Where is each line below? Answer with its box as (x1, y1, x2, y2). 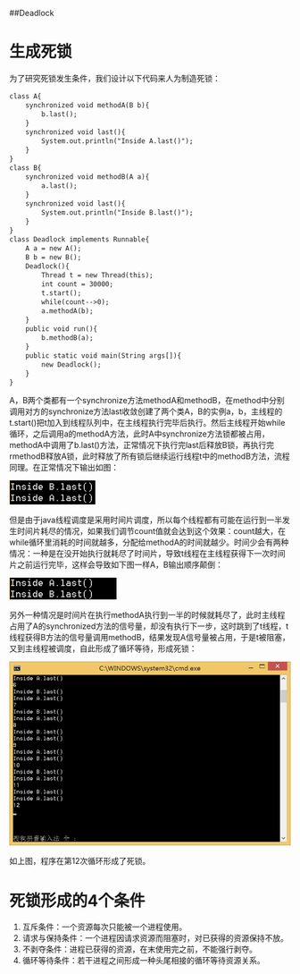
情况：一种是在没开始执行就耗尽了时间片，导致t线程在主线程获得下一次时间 (9, 547, 286, 558)
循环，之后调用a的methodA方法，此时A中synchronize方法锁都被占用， (9, 428, 271, 439)
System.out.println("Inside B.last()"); (41, 208, 194, 217)
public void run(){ (25, 324, 98, 334)
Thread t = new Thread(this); (41, 270, 154, 280)
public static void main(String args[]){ (25, 351, 181, 360)
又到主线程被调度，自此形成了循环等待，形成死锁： (9, 643, 197, 654)
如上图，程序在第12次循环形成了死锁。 (9, 856, 151, 867)
